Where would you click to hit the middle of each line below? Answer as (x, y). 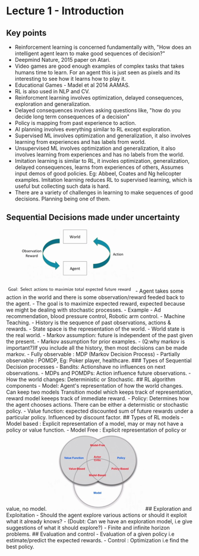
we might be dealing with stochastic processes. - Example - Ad (84, 310)
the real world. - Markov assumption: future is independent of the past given (99, 335)
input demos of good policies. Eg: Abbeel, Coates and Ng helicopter (98, 173)
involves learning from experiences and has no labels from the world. (99, 155)
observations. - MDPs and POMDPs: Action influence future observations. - (99, 373)
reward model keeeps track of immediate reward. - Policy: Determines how (98, 398)
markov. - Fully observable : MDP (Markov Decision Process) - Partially (93, 354)
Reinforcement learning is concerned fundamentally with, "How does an (103, 47)
